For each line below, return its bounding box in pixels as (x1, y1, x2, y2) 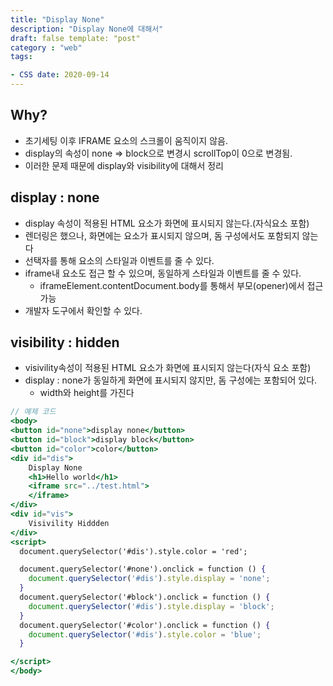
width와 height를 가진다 (39, 387, 135, 399)
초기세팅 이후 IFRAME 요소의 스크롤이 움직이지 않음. (24, 134, 228, 146)
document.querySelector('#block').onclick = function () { (19, 592, 271, 603)
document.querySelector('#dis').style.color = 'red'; (19, 546, 248, 556)
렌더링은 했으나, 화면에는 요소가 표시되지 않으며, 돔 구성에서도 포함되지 (24, 229, 300, 241)
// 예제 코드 (10, 407, 57, 417)
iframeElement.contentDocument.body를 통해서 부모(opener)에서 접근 (39, 279, 324, 291)
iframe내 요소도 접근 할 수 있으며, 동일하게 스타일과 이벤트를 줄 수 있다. (24, 267, 302, 279)
